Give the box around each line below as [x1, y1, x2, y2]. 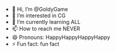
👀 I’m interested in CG [11, 12, 66, 19]
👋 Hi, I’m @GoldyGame [11, 6, 68, 13]
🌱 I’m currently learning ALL [11, 19, 81, 25]
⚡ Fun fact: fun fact [11, 41, 60, 47]
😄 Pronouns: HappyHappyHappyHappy [11, 33, 111, 41]
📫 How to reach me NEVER [11, 25, 81, 32]
